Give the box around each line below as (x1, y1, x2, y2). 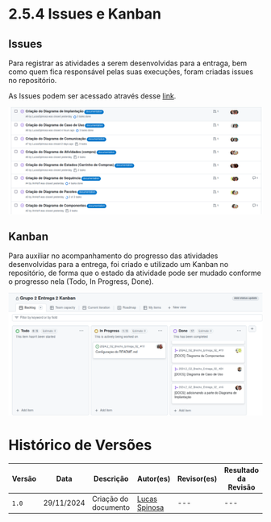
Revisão (227, 482, 256, 492)
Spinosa (136, 502, 165, 512)
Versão (11, 474, 37, 483)
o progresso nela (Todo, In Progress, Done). (8, 277, 155, 286)
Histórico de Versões (8, 436, 152, 454)
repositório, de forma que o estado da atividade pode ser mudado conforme (8, 268, 262, 278)
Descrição (94, 474, 129, 483)
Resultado (224, 465, 260, 474)
